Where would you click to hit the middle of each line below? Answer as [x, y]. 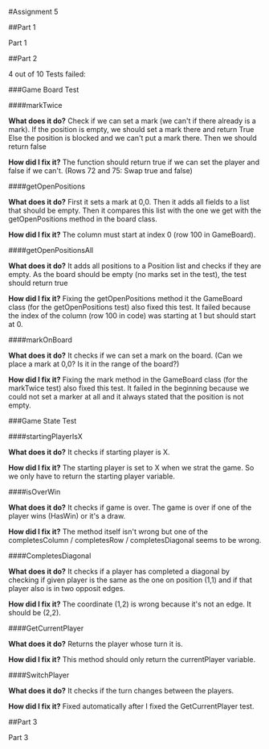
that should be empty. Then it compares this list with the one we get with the [135, 210]
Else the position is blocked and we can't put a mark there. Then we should [132, 138]
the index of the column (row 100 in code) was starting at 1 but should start [132, 316]
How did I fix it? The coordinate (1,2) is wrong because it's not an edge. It [130, 604]
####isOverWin [35, 492]
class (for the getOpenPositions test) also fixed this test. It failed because [130, 307]
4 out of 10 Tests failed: [47, 74]
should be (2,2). [35, 612]
